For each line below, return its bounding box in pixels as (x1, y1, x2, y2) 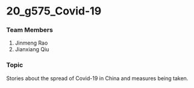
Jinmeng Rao (14, 39, 48, 46)
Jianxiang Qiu (14, 46, 49, 53)
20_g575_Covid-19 (6, 4, 102, 18)
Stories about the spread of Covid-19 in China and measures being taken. (6, 74, 189, 82)
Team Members (6, 26, 53, 34)
